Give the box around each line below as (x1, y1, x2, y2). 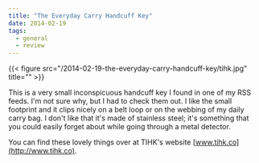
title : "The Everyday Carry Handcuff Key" (8, 11, 153, 20)
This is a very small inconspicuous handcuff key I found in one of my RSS (8, 88, 252, 97)
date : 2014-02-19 (8, 19, 67, 27)
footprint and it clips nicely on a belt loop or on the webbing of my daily (8, 105, 245, 115)
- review (15, 42, 45, 50)
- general (15, 34, 48, 43)
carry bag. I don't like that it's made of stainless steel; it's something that (8, 113, 249, 123)
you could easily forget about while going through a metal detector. (8, 122, 231, 132)
